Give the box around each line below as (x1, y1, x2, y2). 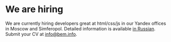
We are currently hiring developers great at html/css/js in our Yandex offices (5, 20, 166, 26)
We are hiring (5, 4, 63, 15)
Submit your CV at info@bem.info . (5, 31, 77, 37)
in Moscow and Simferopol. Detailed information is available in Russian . (5, 25, 156, 31)
